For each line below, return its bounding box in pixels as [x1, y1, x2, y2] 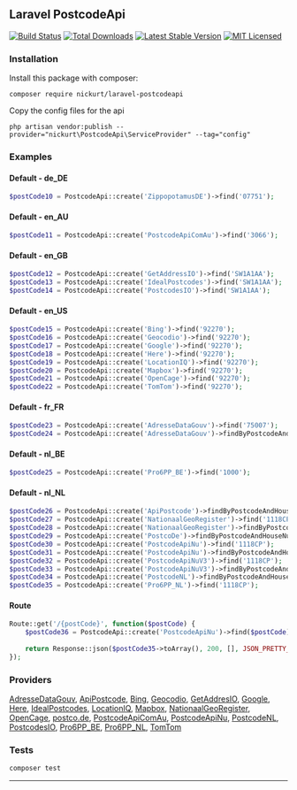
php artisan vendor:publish [9, 123, 113, 132]
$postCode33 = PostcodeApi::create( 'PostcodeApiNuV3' [9, 564, 212, 573]
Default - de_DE [9, 173, 68, 183]
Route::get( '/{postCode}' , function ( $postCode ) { [9, 619, 196, 629]
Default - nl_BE [9, 449, 65, 459]
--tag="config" [194, 130, 251, 140]
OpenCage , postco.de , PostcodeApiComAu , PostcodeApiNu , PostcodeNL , [9, 712, 279, 724]
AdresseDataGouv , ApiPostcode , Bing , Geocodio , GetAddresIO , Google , [9, 694, 271, 704]
